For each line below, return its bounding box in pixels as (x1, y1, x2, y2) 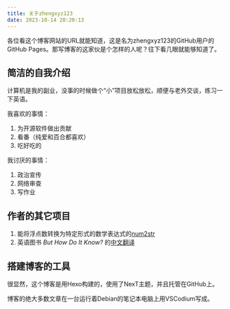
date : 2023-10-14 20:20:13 (7, 17, 84, 23)
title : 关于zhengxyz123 (7, 10, 73, 17)
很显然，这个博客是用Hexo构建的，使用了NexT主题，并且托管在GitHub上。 (7, 279, 218, 288)
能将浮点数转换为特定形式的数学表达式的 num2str (16, 230, 156, 238)
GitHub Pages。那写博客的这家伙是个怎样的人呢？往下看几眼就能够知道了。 (7, 45, 221, 53)
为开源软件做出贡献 (16, 125, 72, 133)
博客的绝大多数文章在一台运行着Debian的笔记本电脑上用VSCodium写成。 (7, 294, 214, 303)
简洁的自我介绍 (7, 67, 71, 78)
